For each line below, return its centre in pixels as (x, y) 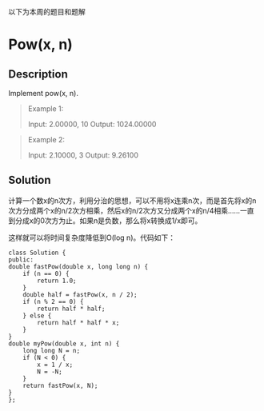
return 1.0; (57, 281)
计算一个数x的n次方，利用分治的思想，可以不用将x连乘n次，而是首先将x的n (132, 200)
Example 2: (46, 140)
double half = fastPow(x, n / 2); (80, 294)
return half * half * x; (78, 322)
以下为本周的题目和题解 (47, 12)
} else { (37, 315)
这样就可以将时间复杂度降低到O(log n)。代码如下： (92, 237)
